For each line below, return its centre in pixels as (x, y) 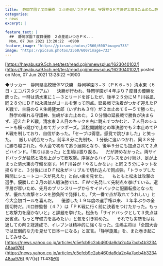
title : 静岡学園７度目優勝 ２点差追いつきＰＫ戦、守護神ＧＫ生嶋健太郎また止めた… (80, 9)
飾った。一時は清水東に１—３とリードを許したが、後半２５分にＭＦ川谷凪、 (81, 97)
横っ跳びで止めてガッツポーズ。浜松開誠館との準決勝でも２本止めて (86, 127)
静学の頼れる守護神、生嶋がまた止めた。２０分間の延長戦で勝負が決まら (81, 115)
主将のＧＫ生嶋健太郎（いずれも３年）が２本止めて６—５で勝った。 (90, 109)
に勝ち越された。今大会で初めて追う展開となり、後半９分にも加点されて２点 (81, 145)
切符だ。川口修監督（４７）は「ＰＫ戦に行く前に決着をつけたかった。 (79, 206)
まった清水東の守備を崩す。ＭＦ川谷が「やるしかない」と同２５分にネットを (81, 164)
